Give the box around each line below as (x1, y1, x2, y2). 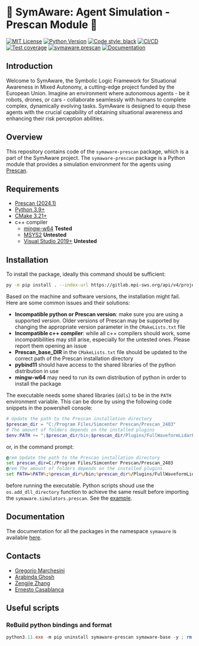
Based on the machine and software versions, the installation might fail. (6, 293, 181, 300)
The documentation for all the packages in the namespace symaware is (6, 527, 176, 534)
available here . (6, 534, 42, 541)
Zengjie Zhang (14, 579, 50, 587)
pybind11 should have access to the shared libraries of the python (14, 361, 176, 368)
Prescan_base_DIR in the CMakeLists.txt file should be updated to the (14, 349, 188, 356)
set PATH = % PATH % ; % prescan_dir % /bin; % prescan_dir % (6, 471, 131, 477)
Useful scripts (6, 603, 59, 613)
